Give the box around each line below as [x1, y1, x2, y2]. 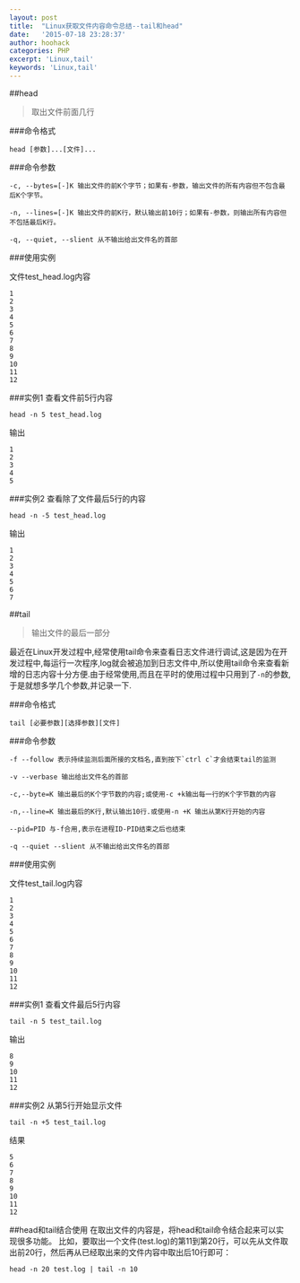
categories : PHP [9, 47, 70, 56]
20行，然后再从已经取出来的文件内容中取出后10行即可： [24, 1246, 231, 1257]
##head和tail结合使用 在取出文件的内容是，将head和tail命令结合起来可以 [9, 1224, 277, 1235]
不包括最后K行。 [9, 217, 61, 227]
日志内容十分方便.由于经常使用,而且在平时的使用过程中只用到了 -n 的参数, [24, 668, 291, 679]
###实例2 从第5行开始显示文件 [9, 1100, 123, 1111]
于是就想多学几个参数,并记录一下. [9, 679, 133, 691]
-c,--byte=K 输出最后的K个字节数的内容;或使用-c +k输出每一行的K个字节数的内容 [9, 790, 277, 799]
